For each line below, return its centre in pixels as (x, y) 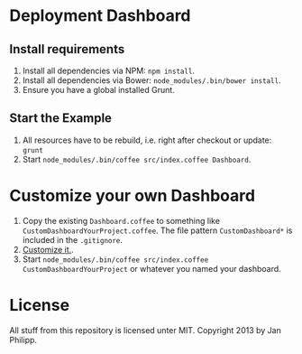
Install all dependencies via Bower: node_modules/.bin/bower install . (151, 80)
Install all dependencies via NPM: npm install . (109, 70)
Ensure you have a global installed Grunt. (99, 90)
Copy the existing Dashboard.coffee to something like (121, 220)
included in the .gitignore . (73, 239)
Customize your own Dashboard (132, 196)
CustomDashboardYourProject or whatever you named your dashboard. (151, 268)
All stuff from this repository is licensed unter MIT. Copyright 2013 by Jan (145, 330)
